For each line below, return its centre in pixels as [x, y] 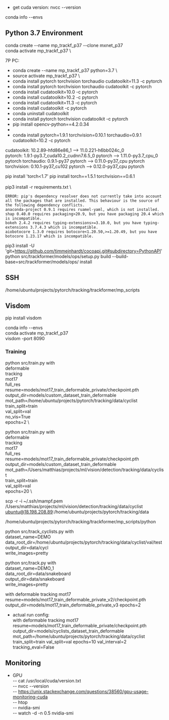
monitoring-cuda [30, 697]
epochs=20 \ [19, 491]
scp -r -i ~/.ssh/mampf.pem [34, 501]
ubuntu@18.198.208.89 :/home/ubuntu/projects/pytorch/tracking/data [77, 512]
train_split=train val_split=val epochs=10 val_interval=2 [69, 641]
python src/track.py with [31, 563]
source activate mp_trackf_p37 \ [46, 76]
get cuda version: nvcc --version [47, 7]
